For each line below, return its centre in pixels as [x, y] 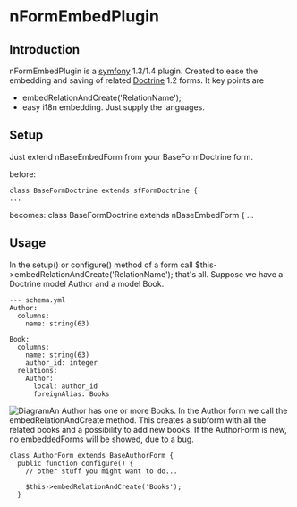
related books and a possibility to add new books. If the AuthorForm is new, [148, 429]
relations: [38, 370]
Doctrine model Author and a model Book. [87, 283]
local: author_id [65, 386]
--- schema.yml [38, 300]
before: [23, 174]
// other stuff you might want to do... [102, 471]
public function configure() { [76, 463]
